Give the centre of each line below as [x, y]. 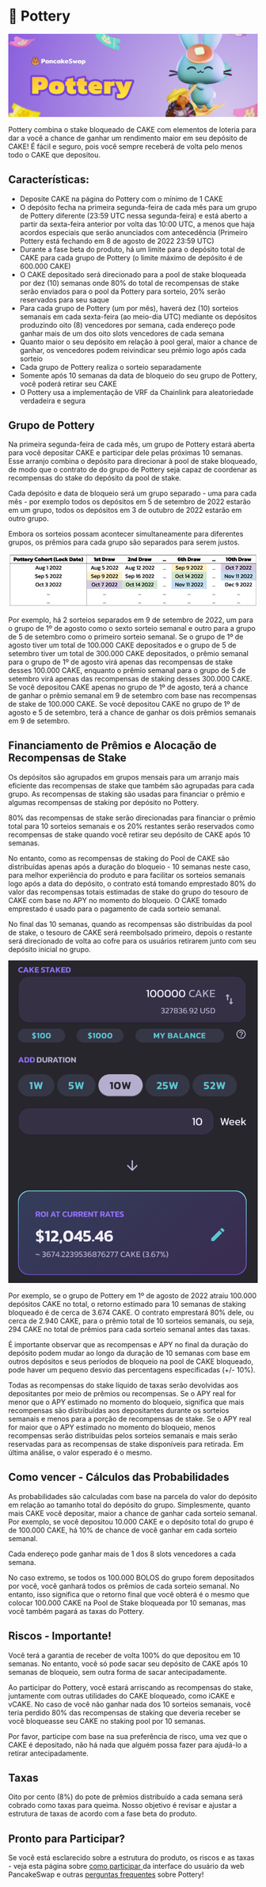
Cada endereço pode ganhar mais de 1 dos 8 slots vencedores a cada [122, 1554]
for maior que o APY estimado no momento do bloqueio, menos [112, 1427]
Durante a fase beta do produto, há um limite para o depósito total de [132, 249]
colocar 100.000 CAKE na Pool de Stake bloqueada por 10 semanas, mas [127, 1603]
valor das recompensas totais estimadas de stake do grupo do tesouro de [128, 892]
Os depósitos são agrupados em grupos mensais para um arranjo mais [124, 777]
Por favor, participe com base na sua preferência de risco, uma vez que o [128, 1736]
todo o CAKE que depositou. [55, 154]
